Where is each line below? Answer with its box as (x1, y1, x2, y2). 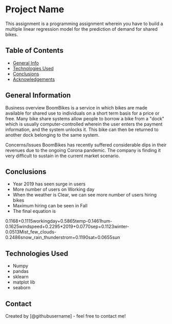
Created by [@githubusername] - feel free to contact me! (5, 313, 126, 319)
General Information (5, 91, 71, 100)
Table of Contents (5, 46, 64, 55)
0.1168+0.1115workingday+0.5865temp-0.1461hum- (5, 218, 113, 224)
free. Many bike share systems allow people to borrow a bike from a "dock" (5, 115, 165, 121)
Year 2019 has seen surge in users (12, 181, 86, 187)
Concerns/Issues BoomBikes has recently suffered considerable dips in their (5, 142, 167, 148)
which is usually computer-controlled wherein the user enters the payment (5, 121, 163, 127)
